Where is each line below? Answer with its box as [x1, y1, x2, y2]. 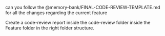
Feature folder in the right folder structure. [5, 25, 95, 31]
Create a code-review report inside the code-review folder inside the [5, 20, 151, 25]
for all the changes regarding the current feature [5, 10, 108, 16]
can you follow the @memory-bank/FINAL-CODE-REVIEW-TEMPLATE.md [5, 5, 160, 10]
